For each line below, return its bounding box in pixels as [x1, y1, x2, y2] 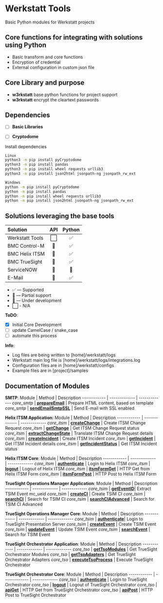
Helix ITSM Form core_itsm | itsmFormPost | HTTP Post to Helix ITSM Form [5, 471, 157, 477]
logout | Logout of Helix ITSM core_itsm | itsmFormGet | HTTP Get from [5, 466, 150, 472]
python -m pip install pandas [5, 189, 67, 194]
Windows [5, 180, 21, 185]
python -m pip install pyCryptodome [5, 185, 79, 189]
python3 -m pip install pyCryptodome [5, 158, 82, 162]
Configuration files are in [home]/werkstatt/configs [12, 363, 114, 369]
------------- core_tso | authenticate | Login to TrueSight [32, 577, 147, 582]
